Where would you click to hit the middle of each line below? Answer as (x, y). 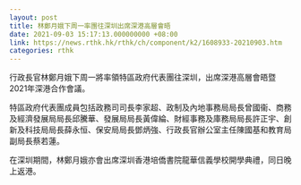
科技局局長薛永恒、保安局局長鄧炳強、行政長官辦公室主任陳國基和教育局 (158, 130)
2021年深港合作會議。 (50, 88)
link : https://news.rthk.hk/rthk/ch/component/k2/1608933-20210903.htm (146, 42)
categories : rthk (42, 51)
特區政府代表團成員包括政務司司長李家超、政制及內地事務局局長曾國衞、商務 (150, 107)
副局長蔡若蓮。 (37, 141)
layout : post (34, 17)
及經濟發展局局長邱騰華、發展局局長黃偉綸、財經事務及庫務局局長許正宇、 (146, 119)
